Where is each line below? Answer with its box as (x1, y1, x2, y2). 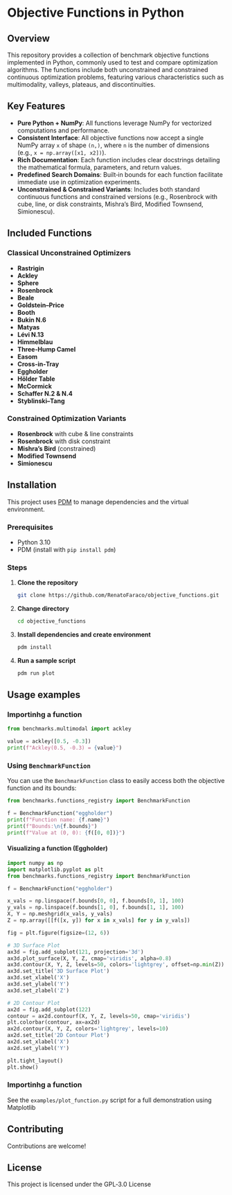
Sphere (17, 279, 39, 287)
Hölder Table (17, 375, 55, 383)
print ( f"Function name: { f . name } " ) (7, 816, 110, 823)
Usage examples (7, 689, 81, 701)
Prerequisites (7, 522, 53, 532)
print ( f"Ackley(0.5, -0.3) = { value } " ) (7, 744, 123, 752)
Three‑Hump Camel (17, 345, 76, 353)
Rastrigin (17, 264, 44, 272)
